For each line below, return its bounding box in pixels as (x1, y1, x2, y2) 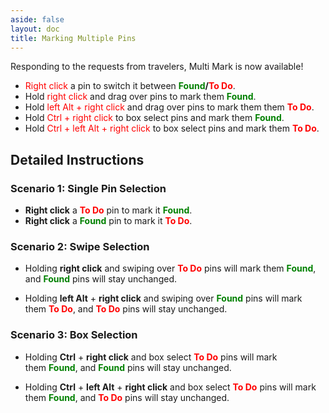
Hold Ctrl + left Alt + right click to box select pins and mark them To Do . (24, 122, 320, 135)
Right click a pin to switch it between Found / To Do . (24, 80, 236, 92)
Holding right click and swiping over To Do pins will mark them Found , (24, 262, 317, 275)
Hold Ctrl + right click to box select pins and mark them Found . (24, 112, 285, 124)
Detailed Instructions (10, 151, 145, 168)
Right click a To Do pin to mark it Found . (24, 204, 193, 216)
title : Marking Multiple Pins (10, 33, 137, 43)
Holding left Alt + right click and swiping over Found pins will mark (24, 292, 303, 305)
